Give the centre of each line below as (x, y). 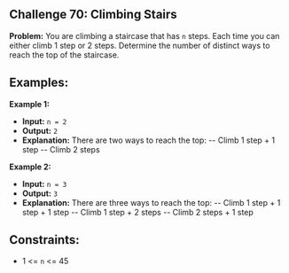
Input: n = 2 (44, 121)
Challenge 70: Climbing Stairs (93, 15)
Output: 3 (39, 193)
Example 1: (30, 104)
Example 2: (30, 167)
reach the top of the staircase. (64, 55)
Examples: (39, 83)
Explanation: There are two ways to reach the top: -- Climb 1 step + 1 (148, 140)
